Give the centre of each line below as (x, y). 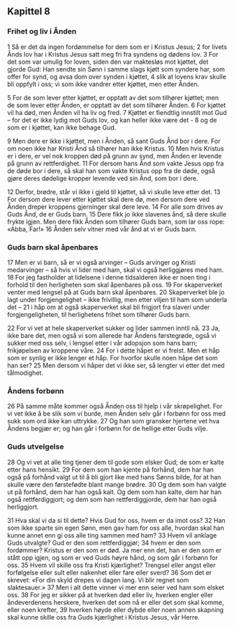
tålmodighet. (25, 373)
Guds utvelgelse (36, 446)
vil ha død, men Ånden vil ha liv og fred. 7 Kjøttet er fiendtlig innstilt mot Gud (117, 112)
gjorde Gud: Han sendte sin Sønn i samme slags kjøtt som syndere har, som (116, 69)
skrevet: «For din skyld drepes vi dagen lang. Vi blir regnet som (98, 580)
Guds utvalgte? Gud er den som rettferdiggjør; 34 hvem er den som (104, 542)
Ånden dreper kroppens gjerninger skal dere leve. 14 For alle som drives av (115, 207)
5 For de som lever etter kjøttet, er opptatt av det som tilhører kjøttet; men (113, 97)
